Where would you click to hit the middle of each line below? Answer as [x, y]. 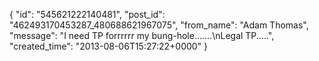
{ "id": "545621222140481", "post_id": [87, 14]
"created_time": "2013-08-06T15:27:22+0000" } [109, 46]
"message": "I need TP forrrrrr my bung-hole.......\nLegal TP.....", [142, 35]
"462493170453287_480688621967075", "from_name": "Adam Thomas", [159, 25]
